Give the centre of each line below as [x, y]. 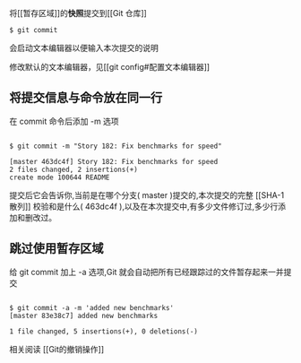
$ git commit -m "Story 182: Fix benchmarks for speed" [116, 146]
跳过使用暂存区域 [56, 249]
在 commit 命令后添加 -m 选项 [64, 121]
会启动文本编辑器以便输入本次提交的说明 [84, 48]
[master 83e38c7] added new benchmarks [84, 315]
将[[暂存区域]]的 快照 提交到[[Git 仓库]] [78, 13]
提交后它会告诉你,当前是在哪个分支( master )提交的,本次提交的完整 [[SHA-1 [147, 194]
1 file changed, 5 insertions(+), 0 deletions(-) [104, 331]
